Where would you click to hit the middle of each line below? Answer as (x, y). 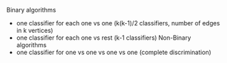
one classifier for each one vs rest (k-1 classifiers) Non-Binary (104, 38)
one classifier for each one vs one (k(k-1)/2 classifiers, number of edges (118, 23)
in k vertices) (35, 30)
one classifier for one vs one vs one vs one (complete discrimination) (113, 52)
